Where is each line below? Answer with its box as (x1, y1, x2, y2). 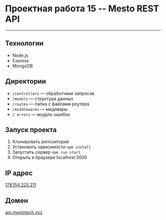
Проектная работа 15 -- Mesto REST (5, 3, 160, 14)
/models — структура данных (12, 95, 74, 101)
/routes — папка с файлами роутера (12, 101, 90, 107)
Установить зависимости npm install (12, 144, 91, 150)
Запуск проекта (5, 126, 57, 134)
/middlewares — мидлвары (12, 106, 68, 112)
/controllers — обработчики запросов (12, 90, 95, 96)
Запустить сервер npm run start (12, 149, 81, 155)
